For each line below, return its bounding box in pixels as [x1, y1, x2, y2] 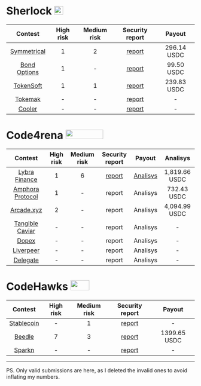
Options [17, 68, 39, 76]
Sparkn [14, 345, 35, 354]
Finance [14, 175, 38, 183]
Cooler [18, 105, 38, 113]
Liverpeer [13, 246, 40, 255]
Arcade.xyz [10, 206, 42, 214]
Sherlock [6, 4, 52, 18]
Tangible [14, 219, 39, 228]
